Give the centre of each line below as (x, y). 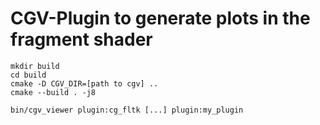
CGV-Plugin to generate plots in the (160, 18)
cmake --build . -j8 (53, 92)
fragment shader (81, 39)
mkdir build (35, 66)
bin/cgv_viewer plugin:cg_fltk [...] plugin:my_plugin (127, 110)
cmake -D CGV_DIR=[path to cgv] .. (84, 83)
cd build (28, 75)
